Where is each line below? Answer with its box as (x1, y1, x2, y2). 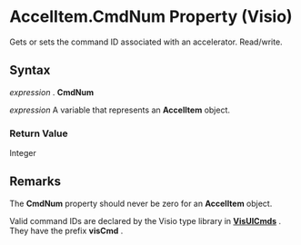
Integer (9, 148, 36, 159)
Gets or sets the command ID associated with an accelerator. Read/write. (9, 36, 284, 47)
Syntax (9, 63, 51, 78)
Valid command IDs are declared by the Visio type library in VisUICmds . (9, 215, 282, 226)
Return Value (9, 127, 68, 140)
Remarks (9, 174, 62, 190)
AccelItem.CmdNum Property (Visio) (9, 6, 293, 27)
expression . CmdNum (9, 86, 94, 97)
